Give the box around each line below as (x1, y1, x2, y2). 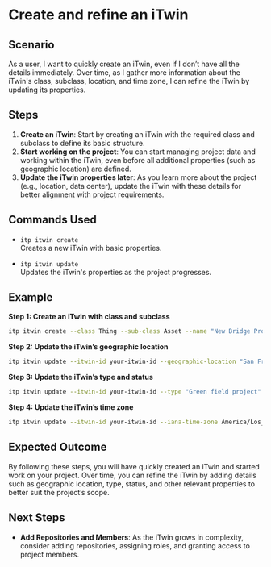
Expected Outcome (8, 440, 107, 454)
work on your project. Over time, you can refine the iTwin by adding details (8, 470, 256, 480)
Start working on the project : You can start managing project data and (19, 147, 256, 156)
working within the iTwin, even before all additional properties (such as (19, 155, 256, 165)
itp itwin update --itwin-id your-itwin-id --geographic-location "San (8, 357, 254, 366)
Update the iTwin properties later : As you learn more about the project (19, 172, 257, 182)
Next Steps (8, 511, 65, 525)
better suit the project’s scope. (8, 487, 110, 497)
